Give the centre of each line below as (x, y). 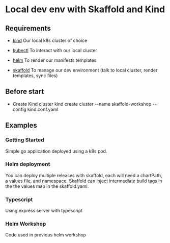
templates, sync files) (35, 76)
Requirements (28, 28)
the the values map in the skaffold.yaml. (47, 186)
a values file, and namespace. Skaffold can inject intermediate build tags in (84, 181)
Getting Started (25, 140)
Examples (21, 125)
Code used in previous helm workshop (46, 235)
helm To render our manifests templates (54, 60)
